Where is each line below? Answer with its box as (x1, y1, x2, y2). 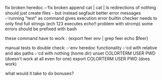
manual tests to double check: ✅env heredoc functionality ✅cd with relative (5, 45, 158, 51)
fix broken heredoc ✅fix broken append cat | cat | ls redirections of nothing (5, 5, 156, 10)
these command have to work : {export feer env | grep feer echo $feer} (5, 36, 149, 41)
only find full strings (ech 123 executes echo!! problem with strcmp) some (5, 21, 153, 26)
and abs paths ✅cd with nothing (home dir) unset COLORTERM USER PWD (5, 50, 156, 56)
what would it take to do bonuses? (5, 71, 74, 76)
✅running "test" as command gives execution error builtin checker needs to (5, 15, 158, 21)
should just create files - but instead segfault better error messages (5, 10, 141, 16)
